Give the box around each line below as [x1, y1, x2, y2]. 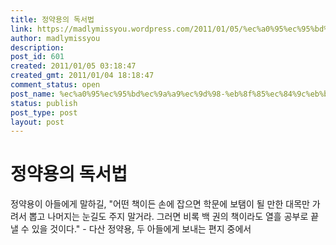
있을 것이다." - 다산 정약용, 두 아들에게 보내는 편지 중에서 [31, 223, 252, 235]
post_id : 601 [10, 52, 65, 62]
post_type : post [10, 107, 78, 118]
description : [10, 42, 65, 53]
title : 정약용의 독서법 [10, 14, 95, 25]
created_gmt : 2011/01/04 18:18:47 [10, 71, 155, 81]
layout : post [10, 117, 65, 127]
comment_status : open [10, 80, 101, 90]
